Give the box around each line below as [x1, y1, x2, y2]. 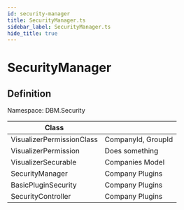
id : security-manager [7, 10, 71, 17]
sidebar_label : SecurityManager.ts [7, 23, 111, 30]
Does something [104, 146, 159, 156]
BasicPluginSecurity [10, 180, 77, 190]
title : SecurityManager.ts [7, 17, 86, 24]
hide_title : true [7, 29, 58, 37]
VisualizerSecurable [10, 157, 77, 167]
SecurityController [10, 192, 71, 202]
